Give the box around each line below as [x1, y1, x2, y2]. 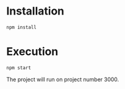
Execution [6, 45, 59, 58]
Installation [6, 4, 65, 18]
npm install [6, 24, 37, 30]
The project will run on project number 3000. [6, 76, 120, 83]
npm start [6, 65, 32, 71]
